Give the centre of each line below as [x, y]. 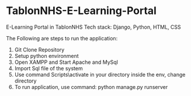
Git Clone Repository [39, 49]
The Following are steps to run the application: [62, 38]
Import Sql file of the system [48, 68]
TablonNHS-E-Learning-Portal [81, 11]
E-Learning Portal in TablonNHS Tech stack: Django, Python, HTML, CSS [93, 27]
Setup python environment [46, 56]
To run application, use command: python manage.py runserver [91, 87]
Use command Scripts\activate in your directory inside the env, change [100, 74]
